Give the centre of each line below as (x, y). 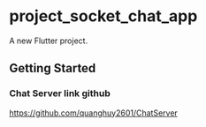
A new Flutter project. (49, 41)
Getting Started (53, 68)
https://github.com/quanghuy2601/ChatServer (94, 113)
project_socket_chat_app (103, 16)
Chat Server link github (60, 93)
